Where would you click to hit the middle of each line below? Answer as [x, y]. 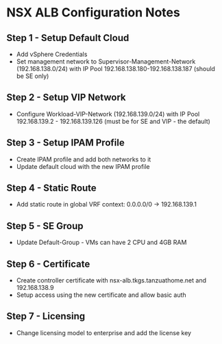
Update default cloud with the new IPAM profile [83, 166]
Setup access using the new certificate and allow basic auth [101, 295]
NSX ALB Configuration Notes [94, 13]
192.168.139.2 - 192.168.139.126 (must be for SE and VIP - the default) [113, 121]
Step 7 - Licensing [46, 316]
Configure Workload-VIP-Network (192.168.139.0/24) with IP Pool [108, 114]
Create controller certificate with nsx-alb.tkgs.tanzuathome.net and [111, 280]
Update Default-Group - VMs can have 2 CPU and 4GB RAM [101, 242]
